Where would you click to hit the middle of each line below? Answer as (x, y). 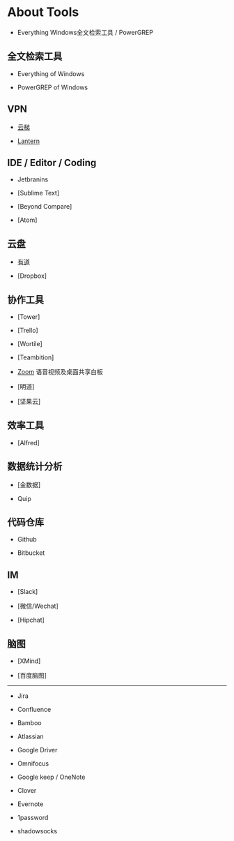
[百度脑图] (32, 676)
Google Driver (37, 750)
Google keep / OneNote (51, 777)
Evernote (30, 804)
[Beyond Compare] (45, 207)
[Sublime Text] (38, 193)
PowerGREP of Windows (53, 87)
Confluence (34, 710)
